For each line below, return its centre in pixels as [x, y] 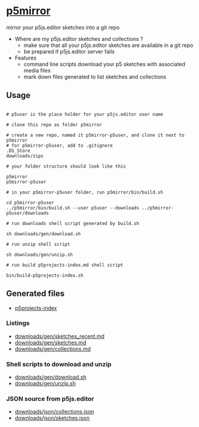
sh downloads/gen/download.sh [44, 234]
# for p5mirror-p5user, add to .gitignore [59, 146]
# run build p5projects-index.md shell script [65, 265]
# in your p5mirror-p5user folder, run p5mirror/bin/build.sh [85, 192]
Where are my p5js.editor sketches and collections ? [79, 39]
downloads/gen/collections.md [53, 349]
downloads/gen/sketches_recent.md [60, 336]
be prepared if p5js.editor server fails [69, 51]
